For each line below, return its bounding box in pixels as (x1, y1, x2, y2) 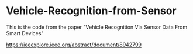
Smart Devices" (6, 29, 44, 36)
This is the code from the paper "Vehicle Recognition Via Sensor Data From (6, 23, 188, 31)
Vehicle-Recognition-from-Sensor (6, 4, 177, 18)
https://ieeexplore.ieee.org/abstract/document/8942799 (6, 41, 142, 48)
